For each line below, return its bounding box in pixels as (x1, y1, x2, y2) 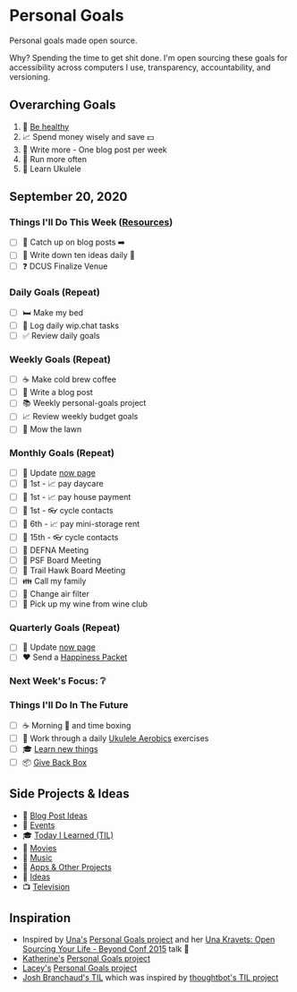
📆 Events (21, 819, 55, 830)
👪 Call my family (21, 575, 87, 586)
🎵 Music (21, 852, 53, 863)
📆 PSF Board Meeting (21, 555, 101, 565)
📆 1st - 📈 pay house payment (21, 491, 132, 502)
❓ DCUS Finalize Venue (21, 261, 108, 272)
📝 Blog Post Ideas (21, 810, 88, 821)
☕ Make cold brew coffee (21, 374, 116, 385)
